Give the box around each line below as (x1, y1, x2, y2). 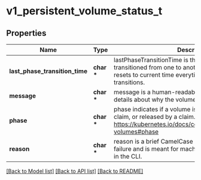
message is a (113, 88, 151, 96)
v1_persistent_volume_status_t (6, 4, 163, 18)
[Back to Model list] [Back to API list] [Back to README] (6, 167, 144, 175)
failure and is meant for (113, 145, 179, 153)
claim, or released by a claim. (113, 112, 196, 121)
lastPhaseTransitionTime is (113, 56, 188, 64)
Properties (6, 28, 47, 38)
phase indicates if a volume (113, 105, 191, 113)
